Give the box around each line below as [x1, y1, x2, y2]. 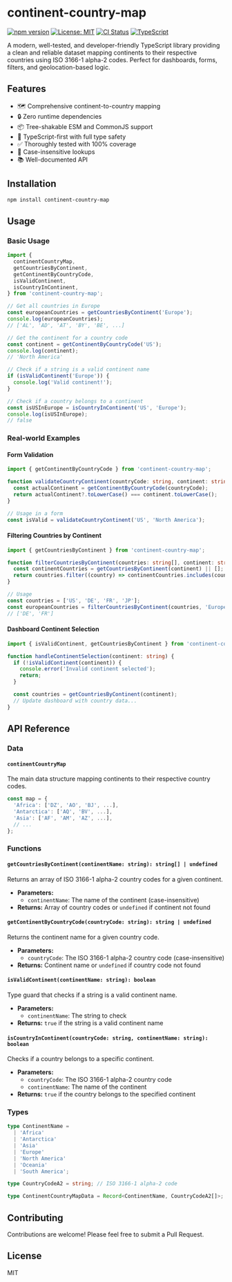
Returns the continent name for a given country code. [7, 933, 160, 941]
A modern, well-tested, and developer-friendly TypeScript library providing [7, 41, 220, 49]
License [7, 1250, 42, 1262]
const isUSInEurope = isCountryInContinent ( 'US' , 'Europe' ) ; [7, 404, 187, 411]
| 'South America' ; [13, 1168, 70, 1175]
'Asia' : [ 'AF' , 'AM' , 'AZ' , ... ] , [13, 815, 113, 822]
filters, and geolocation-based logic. [7, 63, 110, 71]
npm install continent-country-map [7, 196, 110, 203]
